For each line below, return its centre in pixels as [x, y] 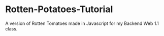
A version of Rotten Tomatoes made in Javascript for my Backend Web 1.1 [82, 23]
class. [11, 28]
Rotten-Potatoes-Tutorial [59, 9]
